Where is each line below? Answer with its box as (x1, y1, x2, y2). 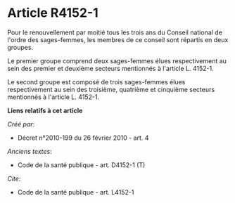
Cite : (7, 174, 21, 183)
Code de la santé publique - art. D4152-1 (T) (17, 160, 146, 169)
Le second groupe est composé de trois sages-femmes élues (7, 77, 186, 86)
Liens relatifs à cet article (7, 106, 83, 114)
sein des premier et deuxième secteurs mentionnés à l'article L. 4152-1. (7, 64, 214, 72)
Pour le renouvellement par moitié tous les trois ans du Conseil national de (7, 28, 223, 37)
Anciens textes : (7, 147, 53, 155)
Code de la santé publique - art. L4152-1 (17, 188, 134, 196)
